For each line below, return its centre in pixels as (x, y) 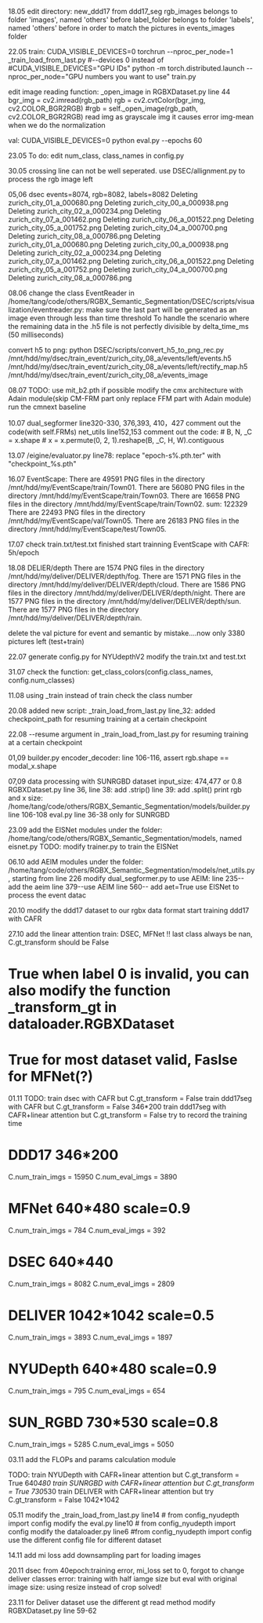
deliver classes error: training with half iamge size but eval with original (122, 1578)
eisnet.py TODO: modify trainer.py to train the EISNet (93, 846)
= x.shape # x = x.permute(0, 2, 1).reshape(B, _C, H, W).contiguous (116, 440)
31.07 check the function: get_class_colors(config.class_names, (111, 672)
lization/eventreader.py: (46, 310)
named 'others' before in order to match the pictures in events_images (122, 28)
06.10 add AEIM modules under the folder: (76, 862)
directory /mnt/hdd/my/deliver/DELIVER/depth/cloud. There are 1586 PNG (127, 585)
